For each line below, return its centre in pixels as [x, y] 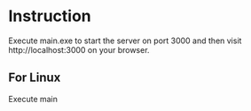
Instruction [50, 16]
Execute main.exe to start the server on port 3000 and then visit [125, 41]
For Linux [35, 78]
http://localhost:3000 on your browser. [79, 49]
